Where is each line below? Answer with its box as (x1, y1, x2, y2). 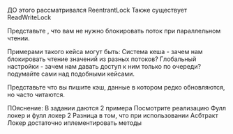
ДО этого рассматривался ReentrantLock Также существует (7, 6, 187, 14)
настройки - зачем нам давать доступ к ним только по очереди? (7, 62, 201, 70)
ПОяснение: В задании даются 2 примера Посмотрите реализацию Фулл (7, 104, 227, 112)
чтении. (7, 34, 30, 42)
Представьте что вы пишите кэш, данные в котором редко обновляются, (7, 83, 225, 91)
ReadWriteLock (7, 13, 52, 22)
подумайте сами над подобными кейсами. (7, 69, 135, 78)
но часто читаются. (7, 90, 65, 99)
